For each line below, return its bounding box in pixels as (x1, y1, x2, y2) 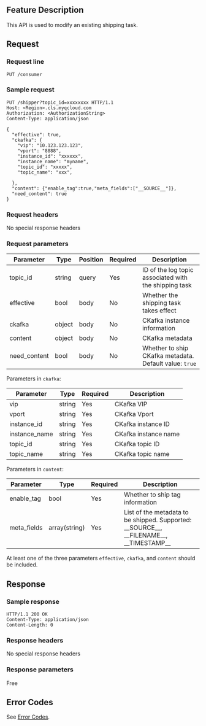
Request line (6, 58, 45, 66)
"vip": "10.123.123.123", (17, 142, 84, 149)
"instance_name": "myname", (17, 158, 89, 164)
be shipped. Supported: (123, 516, 192, 524)
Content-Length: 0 (6, 622, 53, 628)
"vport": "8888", (17, 147, 62, 154)
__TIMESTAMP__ (123, 539, 171, 547)
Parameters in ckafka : (6, 375, 61, 382)
